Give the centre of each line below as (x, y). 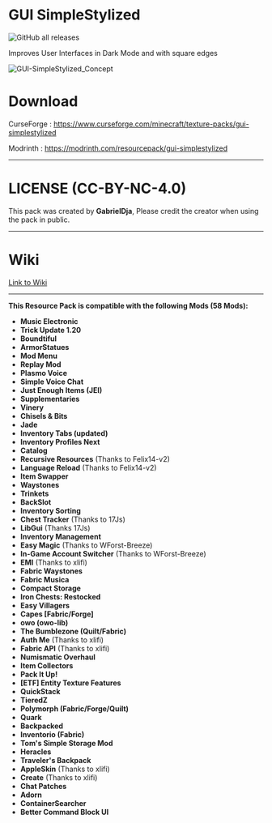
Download (43, 102)
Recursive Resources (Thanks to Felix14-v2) (95, 458)
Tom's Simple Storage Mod (66, 743)
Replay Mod (40, 364)
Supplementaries (50, 399)
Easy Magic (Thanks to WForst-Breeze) (86, 545)
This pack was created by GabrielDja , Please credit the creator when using (134, 211)
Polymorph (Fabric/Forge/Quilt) (74, 708)
